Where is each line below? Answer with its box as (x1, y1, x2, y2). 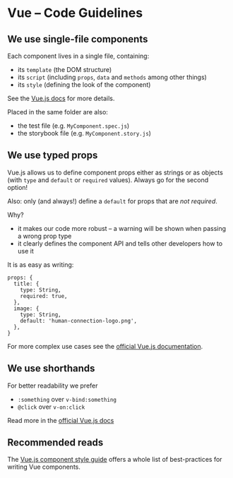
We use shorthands (7, 362, 95, 375)
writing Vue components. (7, 462, 81, 471)
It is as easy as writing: (7, 260, 74, 269)
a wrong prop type (17, 232, 72, 240)
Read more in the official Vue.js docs (7, 416, 114, 424)
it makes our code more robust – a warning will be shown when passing (17, 224, 227, 232)
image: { (13, 305, 40, 312)
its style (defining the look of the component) (17, 80, 151, 89)
